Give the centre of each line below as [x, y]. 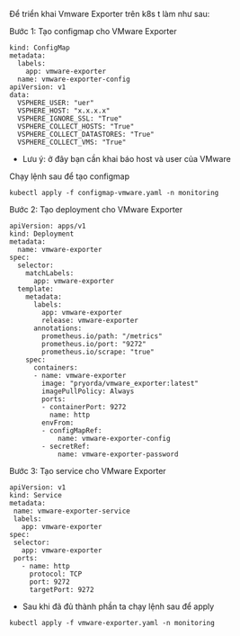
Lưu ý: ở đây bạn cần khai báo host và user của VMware [126, 159]
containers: [55, 368]
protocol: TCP [56, 574]
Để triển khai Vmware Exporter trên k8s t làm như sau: [110, 14]
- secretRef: [66, 446]
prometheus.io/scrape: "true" [98, 352]
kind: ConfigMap [40, 48]
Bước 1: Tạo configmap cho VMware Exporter [93, 31]
